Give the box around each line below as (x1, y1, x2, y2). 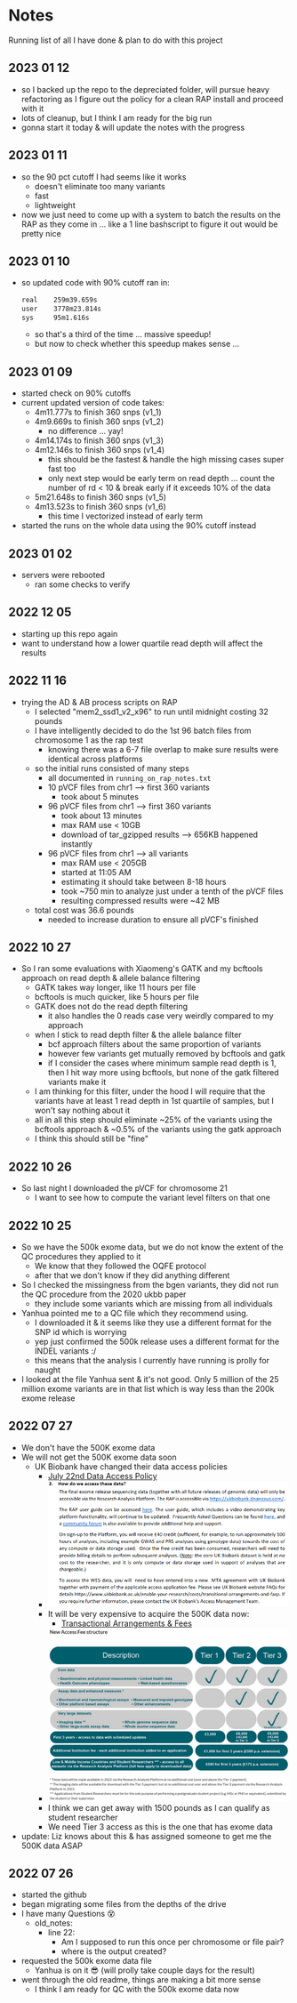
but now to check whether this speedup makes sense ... (34, 339, 240, 350)
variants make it (47, 1077, 107, 1088)
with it (20, 103, 44, 114)
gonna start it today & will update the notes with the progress (20, 122, 245, 133)
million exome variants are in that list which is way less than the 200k (20, 1384, 275, 1395)
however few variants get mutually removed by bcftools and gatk (47, 1049, 286, 1059)
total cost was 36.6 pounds (34, 905, 134, 915)
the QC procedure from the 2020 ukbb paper (20, 1289, 187, 1299)
